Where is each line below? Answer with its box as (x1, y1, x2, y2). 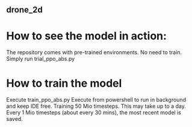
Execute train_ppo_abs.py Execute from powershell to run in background (6, 96, 187, 104)
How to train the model (6, 76, 122, 90)
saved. (6, 116, 23, 123)
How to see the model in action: (6, 29, 167, 43)
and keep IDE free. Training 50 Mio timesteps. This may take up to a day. (6, 102, 187, 110)
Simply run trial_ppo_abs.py (6, 55, 75, 63)
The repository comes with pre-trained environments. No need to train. (6, 49, 182, 56)
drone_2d (6, 5, 43, 15)
